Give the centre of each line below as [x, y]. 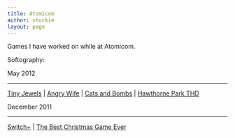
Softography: [26, 60]
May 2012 [21, 73]
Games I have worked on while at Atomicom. [71, 47]
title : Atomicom [31, 14]
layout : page [26, 26]
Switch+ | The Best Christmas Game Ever [67, 127]
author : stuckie [31, 20]
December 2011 [30, 107]
